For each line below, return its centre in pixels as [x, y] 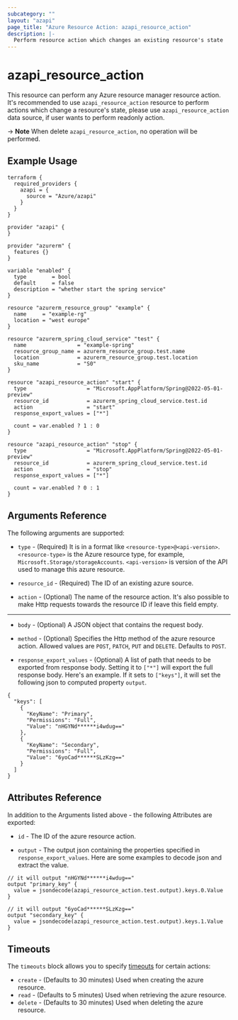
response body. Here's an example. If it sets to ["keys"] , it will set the [119, 675]
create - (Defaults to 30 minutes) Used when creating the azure [110, 980]
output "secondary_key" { [45, 915]
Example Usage [42, 161]
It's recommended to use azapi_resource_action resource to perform [108, 103]
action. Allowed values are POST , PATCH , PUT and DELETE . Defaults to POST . [122, 645]
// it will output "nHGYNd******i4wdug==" [71, 878]
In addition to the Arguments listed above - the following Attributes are [110, 815]
